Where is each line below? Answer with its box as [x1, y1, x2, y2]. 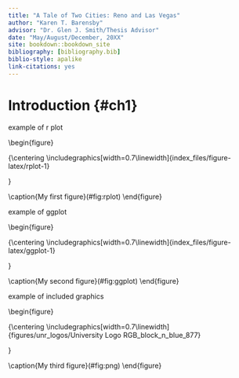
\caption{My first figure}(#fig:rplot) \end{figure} [8, 192, 163, 201]
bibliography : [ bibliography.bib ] [8, 48, 121, 56]
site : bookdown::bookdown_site [8, 41, 110, 49]
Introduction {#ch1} [8, 96, 138, 114]
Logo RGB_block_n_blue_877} [104, 330, 201, 339]
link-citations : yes [8, 63, 76, 71]
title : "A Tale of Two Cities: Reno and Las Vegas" [8, 11, 180, 20]
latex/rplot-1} [8, 161, 50, 171]
